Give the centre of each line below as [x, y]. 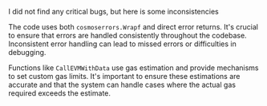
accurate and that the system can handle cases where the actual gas [122, 84]
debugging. [27, 52]
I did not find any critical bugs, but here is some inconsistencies [113, 12]
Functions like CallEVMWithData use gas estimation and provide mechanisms [133, 68]
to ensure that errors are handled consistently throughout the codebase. [127, 35]
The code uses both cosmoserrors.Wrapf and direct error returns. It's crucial [133, 27]
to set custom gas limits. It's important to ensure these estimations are [124, 76]
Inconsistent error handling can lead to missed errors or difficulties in [122, 44]
